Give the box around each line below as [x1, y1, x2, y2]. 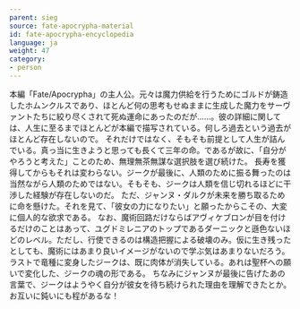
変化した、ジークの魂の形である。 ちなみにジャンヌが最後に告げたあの [24, 268, 286, 279]
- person [9, 64, 42, 73]
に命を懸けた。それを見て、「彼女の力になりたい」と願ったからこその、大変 [9, 201, 288, 211]
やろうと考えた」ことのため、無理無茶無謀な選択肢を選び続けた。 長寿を [9, 156, 279, 167]
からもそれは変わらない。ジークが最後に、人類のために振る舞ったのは [32, 167, 291, 177]
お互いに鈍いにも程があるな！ [9, 290, 119, 301]
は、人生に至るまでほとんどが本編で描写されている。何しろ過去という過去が [9, 122, 292, 133]
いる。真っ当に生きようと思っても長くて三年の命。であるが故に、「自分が [16, 144, 287, 155]
